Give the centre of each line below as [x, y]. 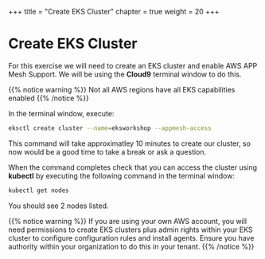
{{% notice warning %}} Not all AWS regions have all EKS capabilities [122, 89]
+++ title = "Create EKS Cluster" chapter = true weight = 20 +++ [114, 12]
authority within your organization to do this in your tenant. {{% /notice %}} [131, 246]
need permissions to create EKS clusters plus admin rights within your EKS [131, 230]
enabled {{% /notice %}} [49, 98]
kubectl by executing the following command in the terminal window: [121, 175]
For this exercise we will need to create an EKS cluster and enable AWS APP [133, 65]
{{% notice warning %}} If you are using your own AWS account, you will [128, 221]
